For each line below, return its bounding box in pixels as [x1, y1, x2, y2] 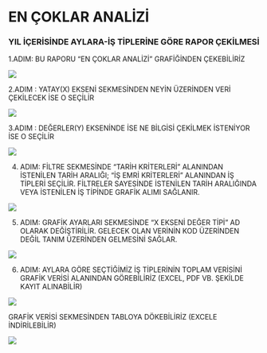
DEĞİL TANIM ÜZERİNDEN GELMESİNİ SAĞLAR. [19, 235, 178, 244]
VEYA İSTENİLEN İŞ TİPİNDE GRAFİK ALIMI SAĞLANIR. [19, 188, 201, 197]
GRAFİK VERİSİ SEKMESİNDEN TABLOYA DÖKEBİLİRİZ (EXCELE [8, 312, 218, 322]
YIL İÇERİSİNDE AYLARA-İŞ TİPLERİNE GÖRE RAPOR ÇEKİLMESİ [8, 37, 260, 48]
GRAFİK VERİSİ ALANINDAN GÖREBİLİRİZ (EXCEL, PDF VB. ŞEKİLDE [19, 273, 245, 283]
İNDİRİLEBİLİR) [8, 320, 57, 330]
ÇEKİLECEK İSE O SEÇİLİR [8, 93, 94, 103]
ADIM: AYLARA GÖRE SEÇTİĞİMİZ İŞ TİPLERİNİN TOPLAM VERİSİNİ [19, 265, 243, 274]
